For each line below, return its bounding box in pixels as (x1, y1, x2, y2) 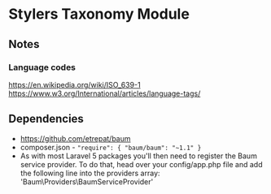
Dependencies (8, 112, 84, 126)
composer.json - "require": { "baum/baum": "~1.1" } (20, 142, 202, 152)
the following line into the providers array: (20, 168, 160, 178)
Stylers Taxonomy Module (8, 5, 190, 24)
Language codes (8, 62, 76, 73)
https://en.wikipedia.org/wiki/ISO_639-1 (8, 80, 141, 89)
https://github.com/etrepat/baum (20, 133, 131, 143)
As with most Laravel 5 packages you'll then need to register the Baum (20, 151, 258, 161)
